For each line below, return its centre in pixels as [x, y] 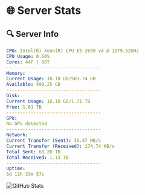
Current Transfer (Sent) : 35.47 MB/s [54, 141]
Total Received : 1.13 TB [37, 158]
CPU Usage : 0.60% [28, 56]
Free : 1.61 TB [24, 107]
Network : [17, 135]
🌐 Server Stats [44, 11]
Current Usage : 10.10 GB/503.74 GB [51, 79]
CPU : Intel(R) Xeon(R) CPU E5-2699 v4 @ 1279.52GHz [72, 51]
